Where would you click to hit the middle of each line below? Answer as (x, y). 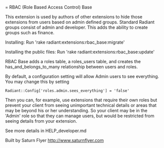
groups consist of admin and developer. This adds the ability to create (77, 27)
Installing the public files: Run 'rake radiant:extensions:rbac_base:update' (80, 52)
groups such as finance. (30, 33)
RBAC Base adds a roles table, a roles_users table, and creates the (73, 61)
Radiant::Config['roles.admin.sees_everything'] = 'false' (67, 91)
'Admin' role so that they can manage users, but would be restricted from (80, 116)
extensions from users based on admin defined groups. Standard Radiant (80, 22)
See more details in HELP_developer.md (46, 131)
